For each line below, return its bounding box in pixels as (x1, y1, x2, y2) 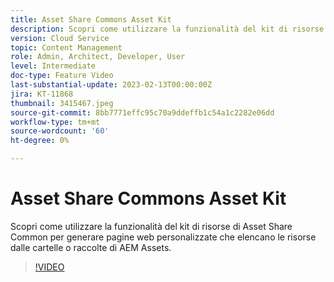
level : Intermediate (10, 61, 97, 71)
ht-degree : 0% (10, 136, 70, 146)
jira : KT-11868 (10, 89, 74, 99)
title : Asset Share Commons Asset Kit (10, 14, 172, 25)
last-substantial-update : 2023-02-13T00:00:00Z (10, 80, 213, 90)
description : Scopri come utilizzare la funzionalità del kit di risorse (10, 24, 325, 34)
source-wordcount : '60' (10, 126, 110, 136)
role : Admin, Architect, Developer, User (10, 52, 186, 62)
